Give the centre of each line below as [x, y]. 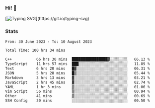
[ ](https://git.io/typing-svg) [47, 19]
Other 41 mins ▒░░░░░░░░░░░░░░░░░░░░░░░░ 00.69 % [77, 96]
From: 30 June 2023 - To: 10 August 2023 [49, 41]
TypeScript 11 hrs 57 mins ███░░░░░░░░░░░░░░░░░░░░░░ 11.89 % [77, 64]
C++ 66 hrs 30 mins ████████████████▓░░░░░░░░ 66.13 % [77, 59]
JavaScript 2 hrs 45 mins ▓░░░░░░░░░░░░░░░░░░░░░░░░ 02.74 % [77, 82]
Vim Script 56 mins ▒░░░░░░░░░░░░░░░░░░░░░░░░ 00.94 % [77, 91]
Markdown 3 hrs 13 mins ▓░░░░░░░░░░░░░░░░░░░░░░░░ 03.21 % [77, 78]
